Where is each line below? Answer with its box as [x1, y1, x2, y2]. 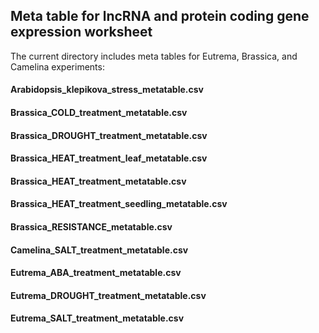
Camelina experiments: [10, 60, 105, 73]
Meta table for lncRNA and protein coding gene [10, 8, 310, 25]
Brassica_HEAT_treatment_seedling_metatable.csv [10, 198, 228, 210]
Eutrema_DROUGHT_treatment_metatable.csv [10, 289, 207, 301]
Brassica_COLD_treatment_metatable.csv [10, 107, 188, 118]
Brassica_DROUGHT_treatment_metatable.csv [10, 129, 208, 141]
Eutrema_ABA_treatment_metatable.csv [10, 267, 182, 279]
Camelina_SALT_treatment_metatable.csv [10, 244, 189, 256]
